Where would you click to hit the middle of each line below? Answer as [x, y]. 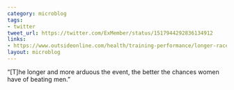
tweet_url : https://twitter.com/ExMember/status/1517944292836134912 [110, 33]
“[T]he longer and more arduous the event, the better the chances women [113, 72]
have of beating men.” [39, 79]
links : [17, 39]
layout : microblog [34, 53]
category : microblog [37, 13]
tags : [15, 20]
